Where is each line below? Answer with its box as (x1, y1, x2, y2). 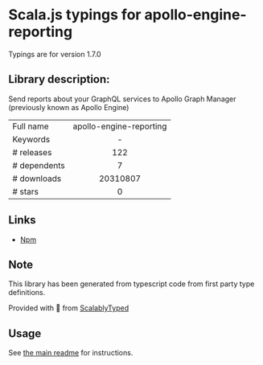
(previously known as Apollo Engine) (8, 102, 129, 112)
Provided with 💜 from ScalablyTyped (8, 303, 129, 313)
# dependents (12, 159, 66, 170)
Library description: (8, 72, 110, 86)
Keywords (12, 133, 51, 145)
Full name (12, 121, 50, 132)
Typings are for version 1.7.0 (8, 49, 102, 59)
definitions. (8, 288, 46, 297)
